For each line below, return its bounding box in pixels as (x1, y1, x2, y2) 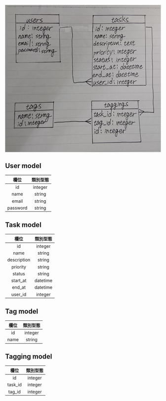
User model (5, 161, 41, 170)
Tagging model (5, 352, 52, 360)
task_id (7, 382, 22, 388)
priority (11, 264, 26, 269)
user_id (11, 291, 27, 297)
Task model (5, 221, 42, 229)
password (7, 205, 28, 211)
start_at (11, 277, 27, 284)
